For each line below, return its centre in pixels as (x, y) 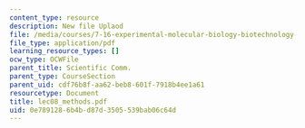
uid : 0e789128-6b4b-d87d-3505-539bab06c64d (93, 110)
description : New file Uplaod (67, 26)
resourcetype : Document (54, 93)
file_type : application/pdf (63, 43)
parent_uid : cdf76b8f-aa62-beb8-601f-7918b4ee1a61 (107, 85)
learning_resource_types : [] (64, 51)
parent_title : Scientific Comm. (70, 69)
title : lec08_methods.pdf (58, 101)
